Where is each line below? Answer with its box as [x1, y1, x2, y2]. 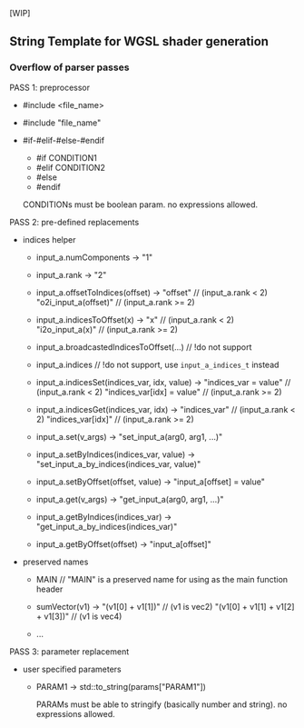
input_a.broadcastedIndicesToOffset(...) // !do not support [35, 341, 252, 353]
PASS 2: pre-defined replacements [9, 216, 140, 227]
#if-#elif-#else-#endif [22, 135, 105, 145]
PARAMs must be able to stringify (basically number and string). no [35, 699, 288, 710]
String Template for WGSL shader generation [9, 34, 270, 49]
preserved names [22, 556, 89, 567]
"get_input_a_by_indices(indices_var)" [35, 521, 178, 532]
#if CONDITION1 [35, 152, 98, 163]
